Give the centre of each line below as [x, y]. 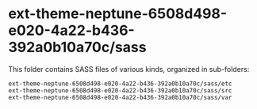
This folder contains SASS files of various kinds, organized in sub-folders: [129, 69]
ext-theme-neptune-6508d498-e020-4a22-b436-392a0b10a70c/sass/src [120, 90]
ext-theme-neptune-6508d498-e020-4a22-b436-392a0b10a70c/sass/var [120, 97]
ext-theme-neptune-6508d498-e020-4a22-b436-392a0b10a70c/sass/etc [120, 84]
